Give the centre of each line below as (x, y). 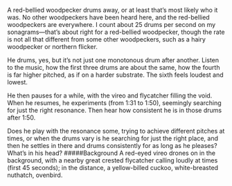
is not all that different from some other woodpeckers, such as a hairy (107, 39)
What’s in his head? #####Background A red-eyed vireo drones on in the (111, 153)
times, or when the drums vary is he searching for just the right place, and (113, 138)
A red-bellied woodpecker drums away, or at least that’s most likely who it (113, 10)
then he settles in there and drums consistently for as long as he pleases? (112, 146)
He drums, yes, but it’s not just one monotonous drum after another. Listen (113, 60)
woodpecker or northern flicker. (53, 47)
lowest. (17, 82)
